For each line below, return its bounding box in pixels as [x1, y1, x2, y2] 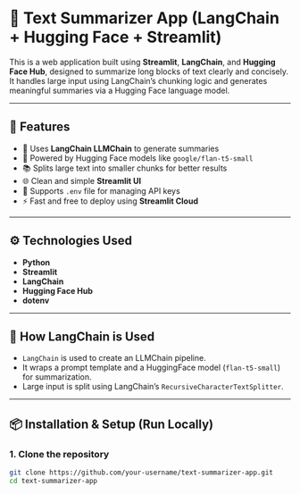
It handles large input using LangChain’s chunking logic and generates [9, 75, 268, 86]
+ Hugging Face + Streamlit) [9, 27, 222, 47]
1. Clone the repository [9, 448, 110, 460]
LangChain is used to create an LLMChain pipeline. [21, 353, 207, 364]
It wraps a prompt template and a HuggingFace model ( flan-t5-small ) [21, 362, 281, 373]
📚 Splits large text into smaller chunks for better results [21, 163, 228, 173]
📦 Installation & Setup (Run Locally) [9, 416, 214, 431]
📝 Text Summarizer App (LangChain [9, 8, 279, 29]
